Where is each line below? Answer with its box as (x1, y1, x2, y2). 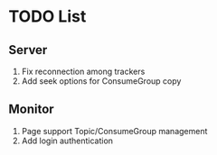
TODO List (8, 6, 87, 27)
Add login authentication (21, 135, 114, 146)
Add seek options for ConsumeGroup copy (21, 76, 182, 87)
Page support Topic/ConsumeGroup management (21, 125, 208, 136)
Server (8, 42, 48, 58)
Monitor (8, 102, 55, 117)
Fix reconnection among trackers (21, 66, 146, 77)
